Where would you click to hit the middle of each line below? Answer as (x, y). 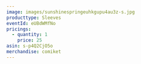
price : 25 (30, 40)
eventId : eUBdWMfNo (31, 23)
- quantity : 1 (30, 35)
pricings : (19, 29)
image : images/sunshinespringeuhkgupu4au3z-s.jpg (71, 12)
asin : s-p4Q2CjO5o (30, 46)
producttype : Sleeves (34, 18)
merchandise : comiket (34, 52)
